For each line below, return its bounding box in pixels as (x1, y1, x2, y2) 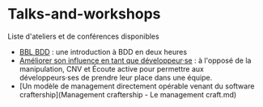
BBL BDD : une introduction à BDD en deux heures (19, 47, 188, 56)
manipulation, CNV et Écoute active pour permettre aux (19, 64, 204, 73)
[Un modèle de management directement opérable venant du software (19, 81, 255, 91)
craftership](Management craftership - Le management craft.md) (19, 89, 237, 99)
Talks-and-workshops (7, 5, 161, 23)
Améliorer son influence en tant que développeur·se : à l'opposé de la (19, 56, 252, 65)
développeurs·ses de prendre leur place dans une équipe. (19, 72, 213, 82)
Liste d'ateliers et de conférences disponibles (7, 31, 159, 41)
